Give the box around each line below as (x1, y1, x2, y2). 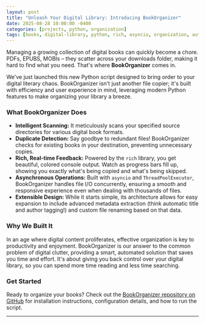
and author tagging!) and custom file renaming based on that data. (15, 206, 182, 214)
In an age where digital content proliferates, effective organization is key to (6, 236, 194, 243)
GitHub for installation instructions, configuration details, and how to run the (6, 297, 197, 305)
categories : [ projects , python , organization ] (6, 26, 127, 32)
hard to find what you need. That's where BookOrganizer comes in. (6, 62, 177, 69)
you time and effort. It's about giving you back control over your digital (6, 255, 184, 262)
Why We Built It (6, 221, 53, 230)
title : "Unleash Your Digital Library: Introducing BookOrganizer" (6, 15, 182, 21)
